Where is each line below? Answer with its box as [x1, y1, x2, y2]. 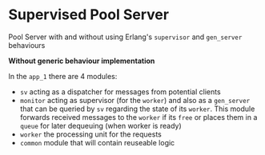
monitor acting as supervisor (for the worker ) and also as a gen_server [19, 95, 251, 105]
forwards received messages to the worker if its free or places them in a [19, 112, 258, 121]
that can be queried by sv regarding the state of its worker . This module [19, 104, 255, 113]
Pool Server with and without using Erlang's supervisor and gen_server [8, 32, 243, 42]
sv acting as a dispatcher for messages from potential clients [19, 86, 222, 97]
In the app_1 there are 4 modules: [8, 71, 118, 81]
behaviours [8, 40, 46, 50]
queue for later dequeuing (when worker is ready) [19, 121, 182, 130]
